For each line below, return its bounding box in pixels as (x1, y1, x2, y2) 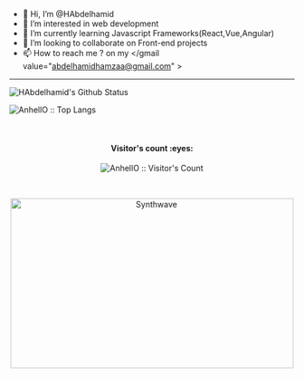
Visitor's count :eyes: (110, 142, 194, 153)
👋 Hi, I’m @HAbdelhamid (22, 9, 115, 19)
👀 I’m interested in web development (22, 18, 159, 29)
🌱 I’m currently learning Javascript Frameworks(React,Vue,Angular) (22, 28, 274, 38)
